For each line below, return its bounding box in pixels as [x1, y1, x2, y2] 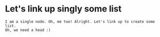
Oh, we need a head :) [5, 27, 51, 32]
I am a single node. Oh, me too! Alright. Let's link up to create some [5, 19, 155, 24]
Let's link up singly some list [5, 3, 122, 14]
